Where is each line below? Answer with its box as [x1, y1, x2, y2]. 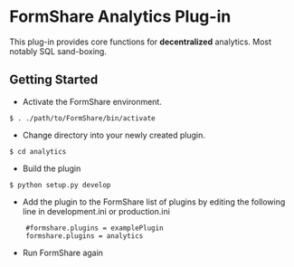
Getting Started [9, 72, 99, 88]
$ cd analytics [9, 147, 67, 156]
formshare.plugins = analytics [25, 231, 144, 241]
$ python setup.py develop [9, 180, 111, 189]
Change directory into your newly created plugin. [22, 129, 206, 140]
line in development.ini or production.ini [22, 205, 170, 216]
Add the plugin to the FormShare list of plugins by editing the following [22, 196, 286, 207]
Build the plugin [22, 163, 81, 174]
